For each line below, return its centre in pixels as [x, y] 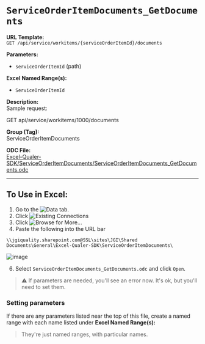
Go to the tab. [42, 209]
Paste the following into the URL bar [60, 229]
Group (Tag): [23, 132]
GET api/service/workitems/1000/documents [63, 120]
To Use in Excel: [37, 195]
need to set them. [43, 287]
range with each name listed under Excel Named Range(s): [81, 323]
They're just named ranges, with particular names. [85, 334]
